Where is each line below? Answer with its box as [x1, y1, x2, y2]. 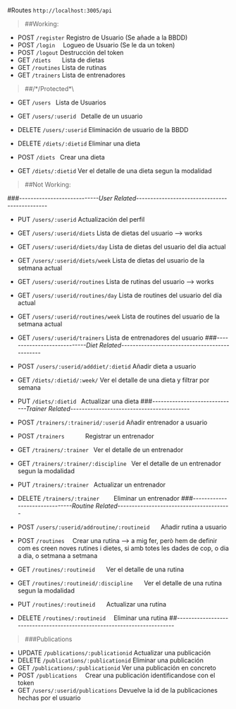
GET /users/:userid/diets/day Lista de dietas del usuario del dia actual [17, 243, 226, 251]
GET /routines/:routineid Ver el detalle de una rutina [17, 565, 185, 573]
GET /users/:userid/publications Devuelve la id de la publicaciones [17, 686, 218, 694]
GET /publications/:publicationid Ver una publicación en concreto [17, 664, 216, 672]
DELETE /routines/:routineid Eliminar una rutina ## [17, 614, 178, 622]
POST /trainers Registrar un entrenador [17, 432, 154, 440]
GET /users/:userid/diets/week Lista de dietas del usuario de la [17, 256, 205, 264]
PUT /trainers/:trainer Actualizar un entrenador [17, 480, 166, 489]
